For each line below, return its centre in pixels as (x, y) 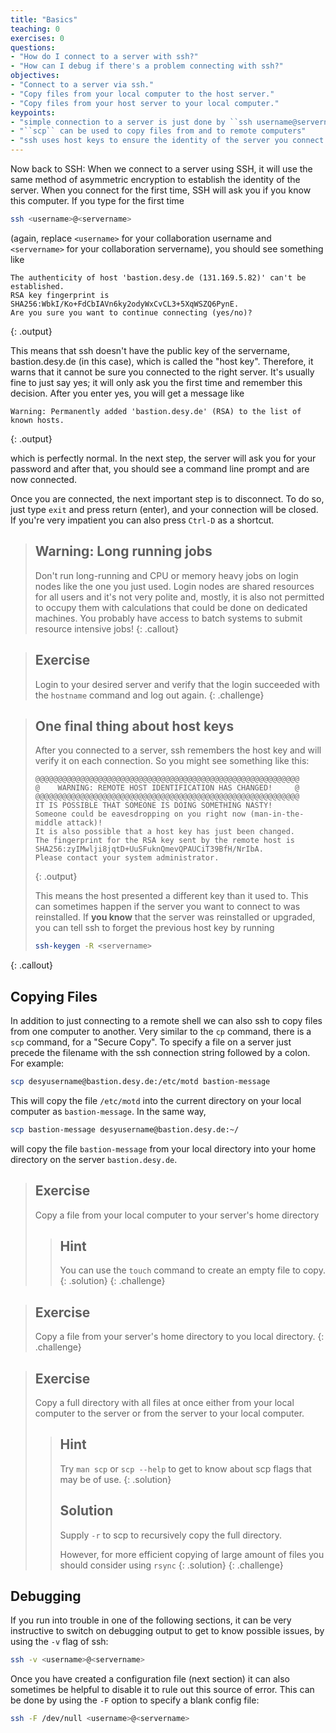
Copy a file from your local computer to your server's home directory (177, 1215)
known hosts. (37, 420)
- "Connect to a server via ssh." (82, 85)
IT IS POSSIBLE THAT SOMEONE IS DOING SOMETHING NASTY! (153, 806)
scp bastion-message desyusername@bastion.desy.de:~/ (125, 1129)
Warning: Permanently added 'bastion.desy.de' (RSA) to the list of (156, 411)
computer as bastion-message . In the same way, (108, 1111)
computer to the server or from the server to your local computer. (169, 1413)
